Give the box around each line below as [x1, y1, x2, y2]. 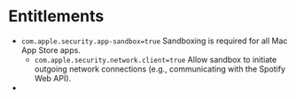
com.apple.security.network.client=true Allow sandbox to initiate [34, 54, 277, 65]
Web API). [34, 72, 72, 83]
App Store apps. [20, 44, 81, 55]
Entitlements [8, 6, 105, 27]
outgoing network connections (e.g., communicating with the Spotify [34, 64, 285, 74]
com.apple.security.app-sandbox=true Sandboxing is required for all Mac [20, 35, 288, 46]
